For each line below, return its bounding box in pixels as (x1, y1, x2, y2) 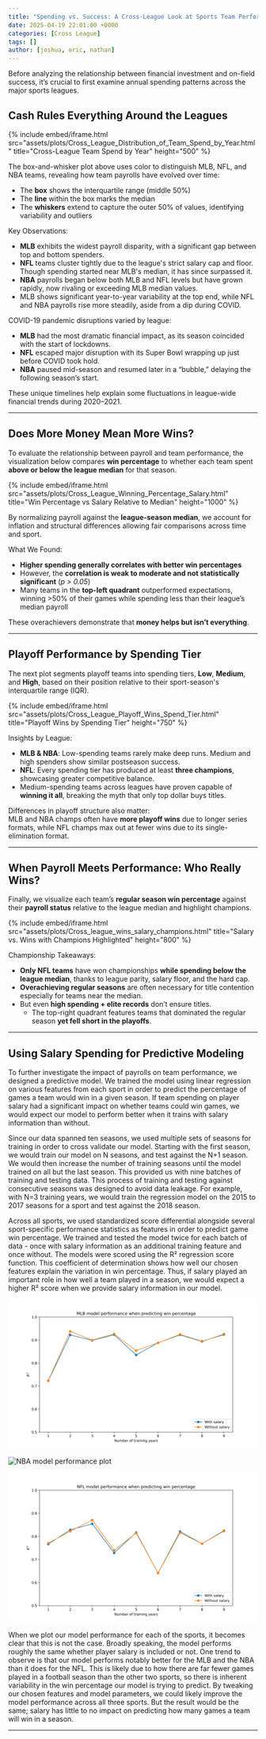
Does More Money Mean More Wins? (8, 427, 195, 441)
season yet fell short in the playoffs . (31, 1016, 152, 1026)
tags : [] (8, 38, 37, 46)
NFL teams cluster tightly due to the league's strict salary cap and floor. (19, 258, 253, 268)
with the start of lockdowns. (19, 339, 111, 348)
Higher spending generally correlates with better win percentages (19, 560, 242, 569)
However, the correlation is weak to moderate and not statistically (19, 568, 240, 578)
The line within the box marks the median (19, 194, 156, 203)
